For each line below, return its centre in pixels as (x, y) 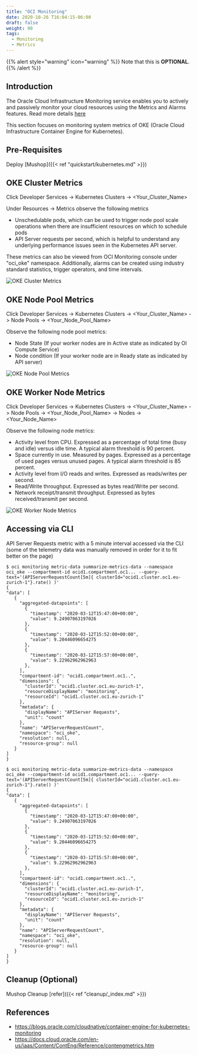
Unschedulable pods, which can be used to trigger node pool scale (96, 220)
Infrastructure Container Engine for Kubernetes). (65, 131)
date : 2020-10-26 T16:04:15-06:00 (49, 17)
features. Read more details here (46, 113)
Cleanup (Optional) (42, 980)
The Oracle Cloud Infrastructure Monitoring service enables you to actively (97, 101)
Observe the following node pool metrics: (56, 332)
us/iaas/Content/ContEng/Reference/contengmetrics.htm (85, 1046)
